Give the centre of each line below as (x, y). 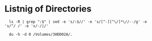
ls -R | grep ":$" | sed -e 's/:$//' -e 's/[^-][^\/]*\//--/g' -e (78, 22)
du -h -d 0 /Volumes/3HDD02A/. (41, 34)
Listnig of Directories (48, 9)
